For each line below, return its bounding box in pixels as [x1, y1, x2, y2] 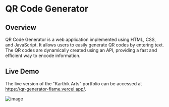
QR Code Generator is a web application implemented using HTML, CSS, [5, 36, 156, 42]
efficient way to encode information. [5, 52, 81, 59]
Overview [5, 23, 37, 32]
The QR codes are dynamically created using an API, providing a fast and [5, 47, 157, 53]
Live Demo [5, 67, 39, 76]
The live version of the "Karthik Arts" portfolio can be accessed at [5, 80, 142, 86]
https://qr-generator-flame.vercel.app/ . [5, 86, 87, 92]
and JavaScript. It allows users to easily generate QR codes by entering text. [5, 42, 164, 48]
